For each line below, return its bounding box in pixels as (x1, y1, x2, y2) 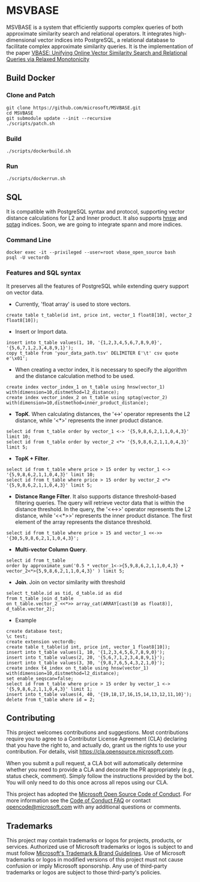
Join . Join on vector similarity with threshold (14, 579, 126, 586)
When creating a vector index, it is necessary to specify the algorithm (14, 365, 187, 373)
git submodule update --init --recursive (6, 115, 112, 121)
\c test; (6, 633, 28, 639)
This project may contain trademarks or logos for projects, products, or (6, 837, 182, 844)
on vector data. (6, 288, 44, 296)
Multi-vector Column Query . (14, 545, 87, 553)
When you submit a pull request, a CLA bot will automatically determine (6, 760, 183, 767)
